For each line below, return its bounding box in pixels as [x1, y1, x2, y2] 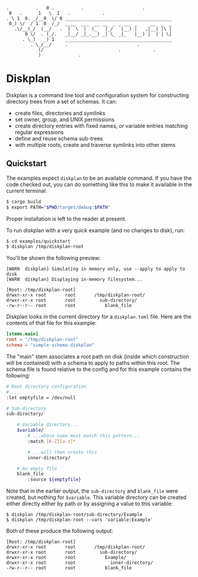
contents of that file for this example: [6, 320, 97, 327]
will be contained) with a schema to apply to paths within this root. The [6, 359, 180, 366]
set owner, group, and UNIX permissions [14, 116, 115, 123]
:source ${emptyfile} [27, 477, 82, 483]
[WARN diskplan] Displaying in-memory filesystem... [6, 277, 143, 283]
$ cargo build [6, 198, 42, 205]
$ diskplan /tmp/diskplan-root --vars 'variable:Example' [6, 517, 153, 523]
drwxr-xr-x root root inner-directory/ [6, 560, 153, 566]
